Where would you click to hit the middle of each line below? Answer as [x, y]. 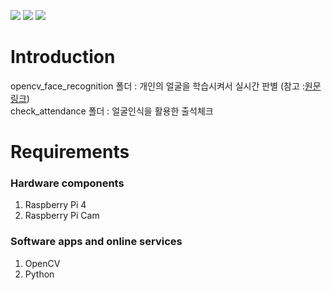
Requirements [70, 152]
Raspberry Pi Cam [62, 216]
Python [39, 274]
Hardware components [67, 183]
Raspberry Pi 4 [55, 205]
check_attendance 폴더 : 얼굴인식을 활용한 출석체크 [112, 111]
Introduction [63, 57]
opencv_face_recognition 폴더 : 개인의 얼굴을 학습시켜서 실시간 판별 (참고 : [157, 86]
